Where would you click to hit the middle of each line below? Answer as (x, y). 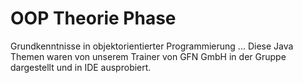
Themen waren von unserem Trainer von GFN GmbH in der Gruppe (148, 56)
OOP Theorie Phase (93, 18)
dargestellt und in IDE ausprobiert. (81, 67)
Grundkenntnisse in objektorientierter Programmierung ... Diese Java (152, 46)
